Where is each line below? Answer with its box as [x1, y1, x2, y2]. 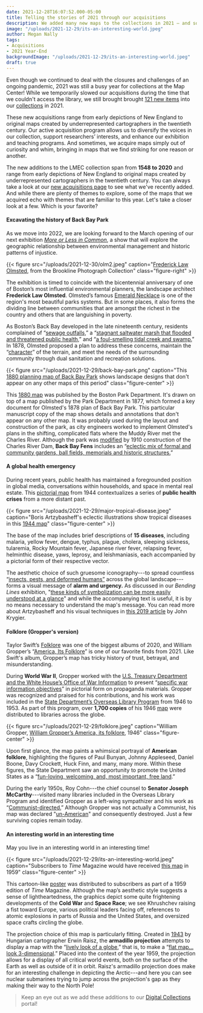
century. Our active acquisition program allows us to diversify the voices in [6, 126, 192, 134]
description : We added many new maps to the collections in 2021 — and [6, 20, 190, 26]
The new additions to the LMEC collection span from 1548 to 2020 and [6, 164, 183, 171]
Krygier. [6, 614, 26, 621]
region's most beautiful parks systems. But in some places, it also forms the [6, 298, 195, 305]
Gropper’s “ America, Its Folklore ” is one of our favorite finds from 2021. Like [6, 648, 195, 655]
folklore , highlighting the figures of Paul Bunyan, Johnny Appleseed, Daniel [6, 754, 194, 761]
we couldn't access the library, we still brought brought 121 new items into [6, 95, 190, 103]
